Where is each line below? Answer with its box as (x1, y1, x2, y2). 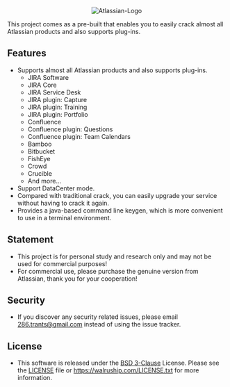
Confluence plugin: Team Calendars (27, 132, 131, 140)
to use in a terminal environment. (17, 213, 112, 222)
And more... (27, 176, 61, 185)
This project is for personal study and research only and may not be (17, 252, 212, 261)
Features (7, 47, 47, 59)
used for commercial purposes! (17, 259, 108, 267)
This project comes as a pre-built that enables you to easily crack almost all (7, 20, 224, 28)
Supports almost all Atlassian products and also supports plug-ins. (17, 66, 208, 74)
